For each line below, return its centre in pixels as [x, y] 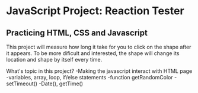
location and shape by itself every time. [54, 60]
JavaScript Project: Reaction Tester [95, 11]
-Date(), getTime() [61, 84]
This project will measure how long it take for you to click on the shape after [99, 47]
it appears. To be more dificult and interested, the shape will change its [93, 53]
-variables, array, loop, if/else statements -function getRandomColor [90, 77]
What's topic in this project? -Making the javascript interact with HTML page [99, 71]
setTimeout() [22, 84]
